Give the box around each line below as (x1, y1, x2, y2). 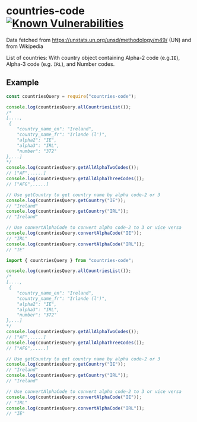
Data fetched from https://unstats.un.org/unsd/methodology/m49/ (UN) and (6, 36, 192, 43)
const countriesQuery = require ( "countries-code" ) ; (6, 93, 136, 99)
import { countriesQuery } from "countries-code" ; (6, 257, 134, 263)
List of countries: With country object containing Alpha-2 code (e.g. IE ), (6, 54, 180, 61)
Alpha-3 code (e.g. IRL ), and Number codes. (6, 60, 115, 68)
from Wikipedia (6, 43, 43, 50)
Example (6, 78, 39, 88)
